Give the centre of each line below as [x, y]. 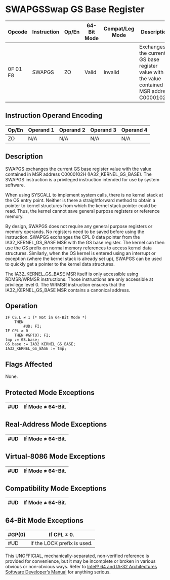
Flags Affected [29, 364]
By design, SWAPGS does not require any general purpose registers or [79, 226]
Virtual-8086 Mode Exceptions [55, 456]
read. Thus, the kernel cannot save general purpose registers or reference [83, 211]
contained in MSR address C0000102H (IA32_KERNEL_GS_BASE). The [78, 174]
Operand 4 [134, 130]
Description [24, 157]
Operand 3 [103, 130]
